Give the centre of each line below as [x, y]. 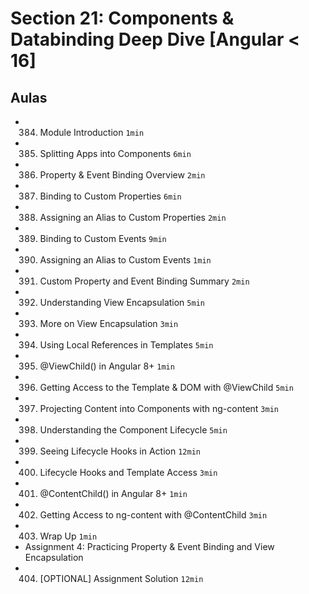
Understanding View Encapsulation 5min [122, 302]
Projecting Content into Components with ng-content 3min [159, 408]
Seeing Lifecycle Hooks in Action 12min [120, 451]
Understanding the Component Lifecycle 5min [133, 430]
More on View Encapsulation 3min [109, 323]
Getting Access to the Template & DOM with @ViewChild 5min [166, 387]
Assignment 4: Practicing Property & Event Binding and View [149, 546]
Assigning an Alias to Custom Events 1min [125, 260]
